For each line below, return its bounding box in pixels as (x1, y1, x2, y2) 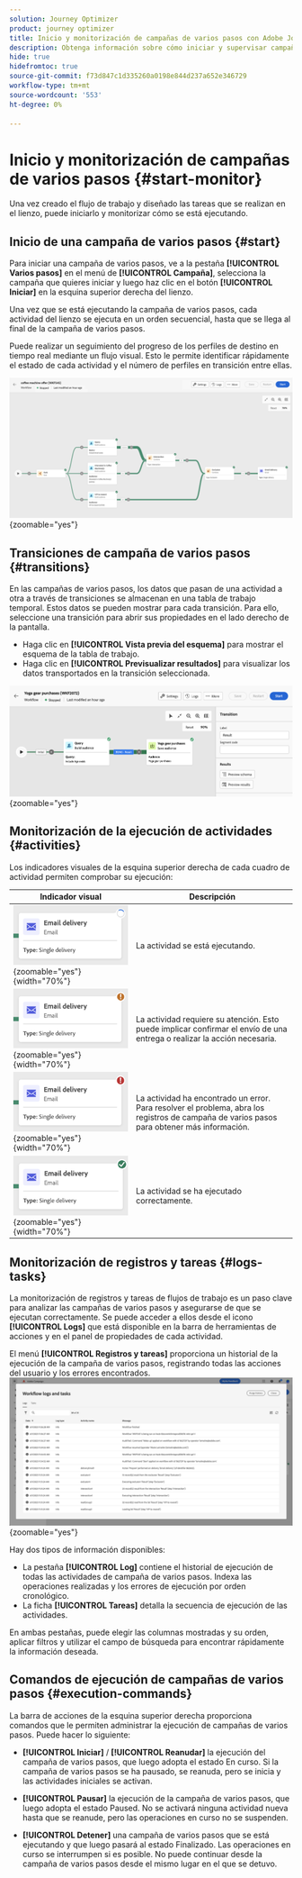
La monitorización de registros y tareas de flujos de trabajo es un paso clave (9, 1293, 293, 1303)
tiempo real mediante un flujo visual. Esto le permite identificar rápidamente (9, 350, 289, 361)
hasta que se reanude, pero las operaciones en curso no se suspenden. (22, 1811, 289, 1823)
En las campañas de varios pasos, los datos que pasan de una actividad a (9, 583, 283, 594)
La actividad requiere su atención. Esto (136, 1014, 280, 1025)
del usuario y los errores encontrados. (9, 1367, 151, 1378)
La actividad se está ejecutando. (136, 939, 256, 950)
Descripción (188, 892, 236, 903)
